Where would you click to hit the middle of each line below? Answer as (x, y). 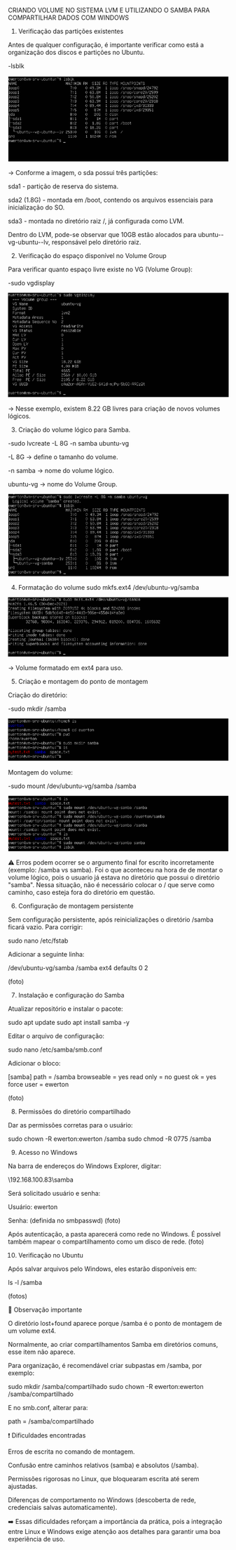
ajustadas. (23, 1487)
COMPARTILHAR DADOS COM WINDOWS (69, 18)
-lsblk (16, 66)
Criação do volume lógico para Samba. (74, 430)
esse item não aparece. (42, 1352)
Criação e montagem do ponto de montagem (83, 681)
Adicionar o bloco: (34, 1064)
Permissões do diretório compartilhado (74, 1112)
